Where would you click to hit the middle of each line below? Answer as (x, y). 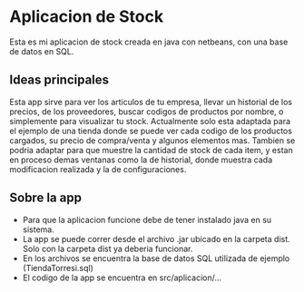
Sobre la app (45, 198)
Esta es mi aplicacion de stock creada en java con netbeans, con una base (149, 42)
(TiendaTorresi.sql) (58, 268)
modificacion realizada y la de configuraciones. (98, 169)
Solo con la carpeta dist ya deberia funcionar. (108, 248)
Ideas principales (59, 80)
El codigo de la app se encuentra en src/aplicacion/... (122, 277)
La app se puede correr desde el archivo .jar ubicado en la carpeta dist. (156, 238)
